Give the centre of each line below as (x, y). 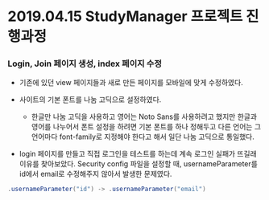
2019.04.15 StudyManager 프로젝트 (125, 16)
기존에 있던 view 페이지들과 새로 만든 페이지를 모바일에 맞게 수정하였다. (131, 83)
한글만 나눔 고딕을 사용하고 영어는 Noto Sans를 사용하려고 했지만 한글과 (144, 116)
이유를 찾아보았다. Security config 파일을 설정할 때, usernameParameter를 (139, 164)
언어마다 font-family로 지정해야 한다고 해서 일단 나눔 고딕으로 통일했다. (143, 137)
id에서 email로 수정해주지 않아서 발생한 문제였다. (95, 174)
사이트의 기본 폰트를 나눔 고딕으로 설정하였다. (90, 100)
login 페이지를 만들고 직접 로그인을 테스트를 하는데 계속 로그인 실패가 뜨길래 (138, 154)
